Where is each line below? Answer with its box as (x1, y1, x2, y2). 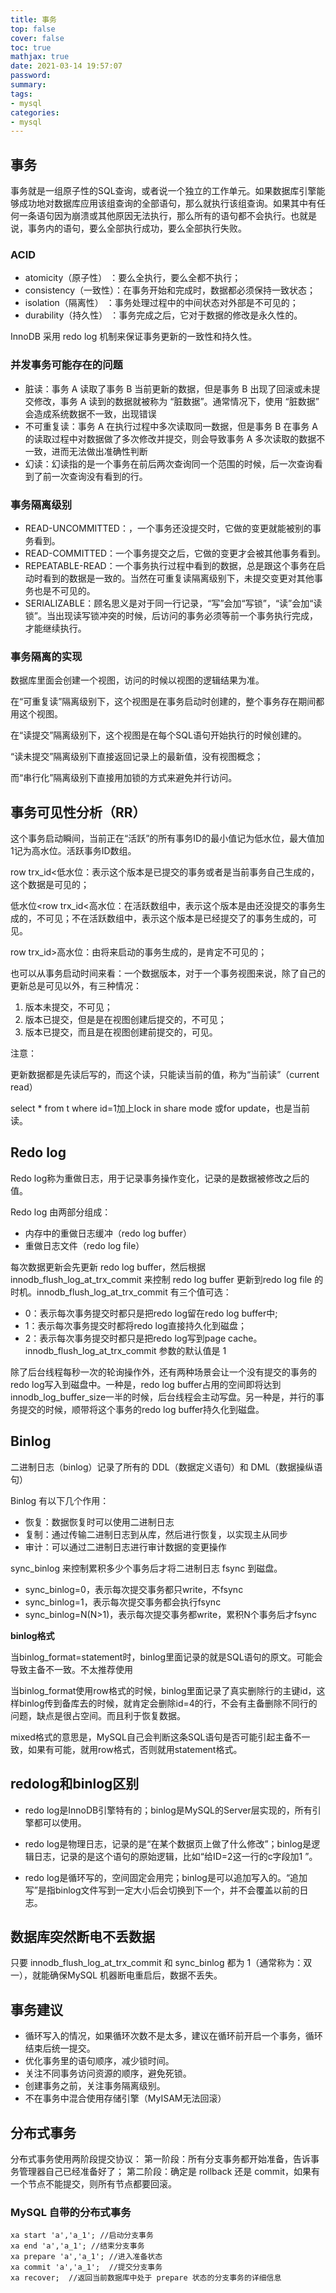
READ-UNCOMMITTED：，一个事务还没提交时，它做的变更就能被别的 (24, 522, 313, 534)
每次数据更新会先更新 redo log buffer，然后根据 (10, 1261, 207, 1273)
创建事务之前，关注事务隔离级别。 (24, 2080, 166, 2092)
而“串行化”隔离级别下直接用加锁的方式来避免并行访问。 (10, 772, 238, 784)
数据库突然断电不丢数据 (10, 1928, 155, 1945)
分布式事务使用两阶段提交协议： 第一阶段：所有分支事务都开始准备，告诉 (10, 2152, 311, 2165)
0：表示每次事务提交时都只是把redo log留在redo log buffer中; (24, 1307, 278, 1319)
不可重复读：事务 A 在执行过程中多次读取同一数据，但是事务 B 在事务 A (24, 420, 318, 432)
